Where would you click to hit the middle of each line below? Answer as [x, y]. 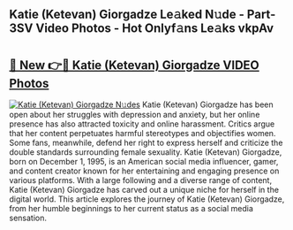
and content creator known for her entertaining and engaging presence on [144, 171]
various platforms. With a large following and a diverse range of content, [140, 180]
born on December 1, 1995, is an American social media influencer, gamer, [144, 161]
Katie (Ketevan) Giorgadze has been [208, 104]
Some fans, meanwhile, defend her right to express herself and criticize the [146, 142]
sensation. [28, 218]
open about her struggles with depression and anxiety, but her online [135, 115]
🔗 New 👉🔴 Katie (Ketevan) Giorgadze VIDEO [135, 65]
